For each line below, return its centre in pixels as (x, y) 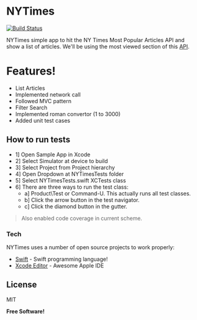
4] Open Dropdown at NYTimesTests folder (69, 174)
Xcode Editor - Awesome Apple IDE (59, 265)
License (22, 285)
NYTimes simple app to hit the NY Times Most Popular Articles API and (95, 40)
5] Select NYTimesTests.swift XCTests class (70, 180)
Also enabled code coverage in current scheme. (81, 218)
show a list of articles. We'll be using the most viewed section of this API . (98, 46)
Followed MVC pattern (43, 101)
